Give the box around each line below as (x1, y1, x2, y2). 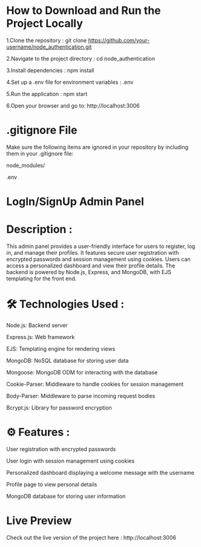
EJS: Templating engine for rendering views (6, 345, 116, 353)
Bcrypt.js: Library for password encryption (6, 404, 112, 411)
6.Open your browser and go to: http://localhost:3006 (6, 101, 140, 109)
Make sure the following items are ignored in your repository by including (6, 143, 189, 151)
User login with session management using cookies (6, 457, 135, 464)
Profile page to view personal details (6, 481, 97, 488)
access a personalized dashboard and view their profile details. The (6, 262, 176, 269)
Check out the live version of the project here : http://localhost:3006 (6, 534, 177, 541)
